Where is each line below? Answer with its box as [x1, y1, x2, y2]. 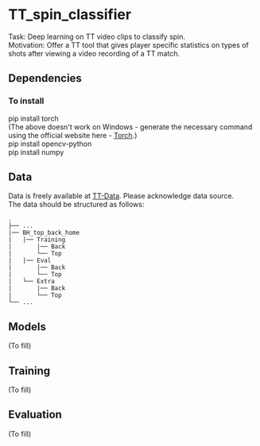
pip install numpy [8, 147, 64, 156]
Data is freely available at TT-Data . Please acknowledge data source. [8, 191, 235, 201]
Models [8, 320, 46, 333]
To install [8, 95, 45, 106]
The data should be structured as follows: [8, 200, 145, 210]
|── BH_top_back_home [8, 229, 80, 237]
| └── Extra [8, 278, 56, 286]
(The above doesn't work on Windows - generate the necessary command [8, 121, 253, 132]
